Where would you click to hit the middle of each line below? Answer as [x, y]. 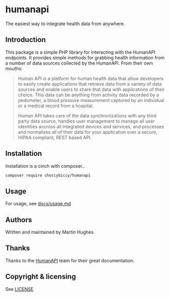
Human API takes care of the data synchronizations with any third [87, 115]
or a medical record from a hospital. [56, 106]
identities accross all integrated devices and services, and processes [91, 126]
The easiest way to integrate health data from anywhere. [65, 24]
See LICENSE [20, 289]
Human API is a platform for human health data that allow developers [91, 78]
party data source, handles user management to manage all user [86, 121]
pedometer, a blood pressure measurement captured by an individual [91, 100]
